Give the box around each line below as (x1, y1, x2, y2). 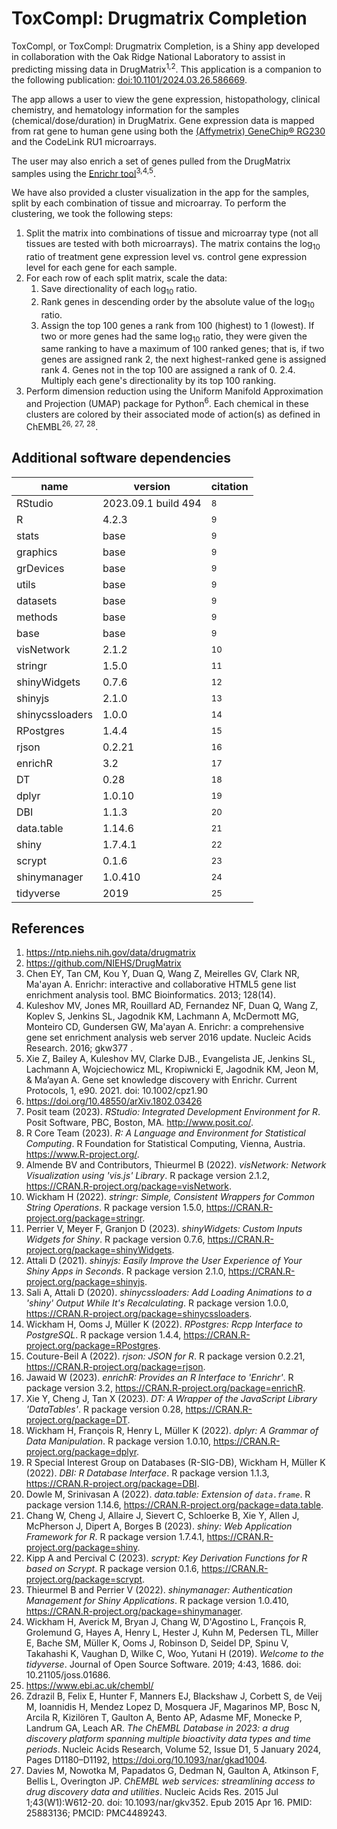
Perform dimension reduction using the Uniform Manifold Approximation (25, 385, 324, 397)
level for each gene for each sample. (25, 262, 178, 274)
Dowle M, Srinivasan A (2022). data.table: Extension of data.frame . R (25, 1488, 311, 1501)
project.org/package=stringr (25, 1212, 143, 1224)
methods (16, 610, 58, 624)
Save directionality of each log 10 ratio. (40, 283, 198, 297)
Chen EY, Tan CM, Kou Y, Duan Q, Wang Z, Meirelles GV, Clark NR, (25, 968, 300, 980)
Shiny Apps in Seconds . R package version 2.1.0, (25, 1265, 227, 1277)
